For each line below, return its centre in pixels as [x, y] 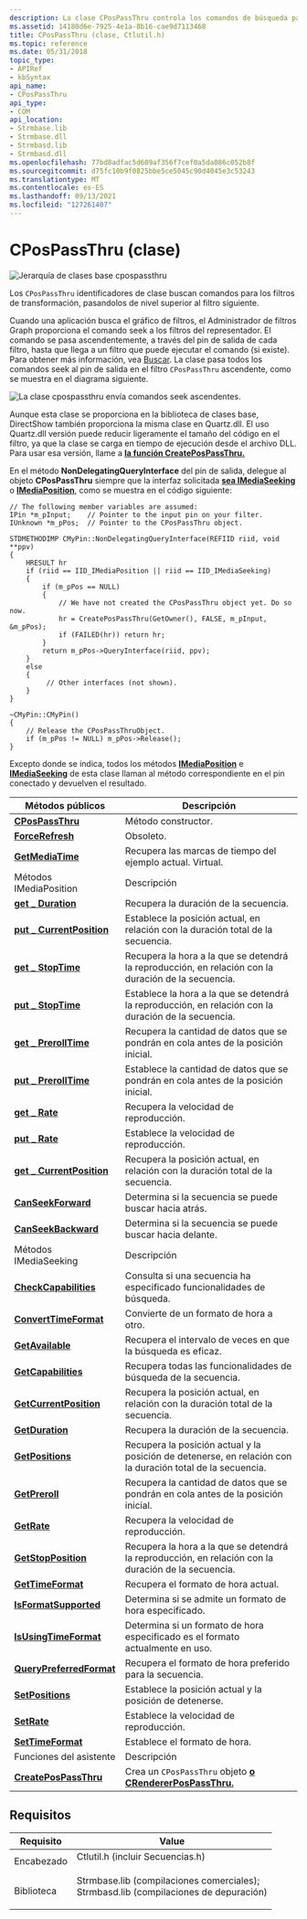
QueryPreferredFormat [65, 1669]
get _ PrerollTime [52, 1043]
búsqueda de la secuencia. [182, 1377]
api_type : [28, 103]
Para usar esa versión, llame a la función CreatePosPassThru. [127, 452]
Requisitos [40, 1815]
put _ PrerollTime [52, 1080]
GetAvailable [42, 1345]
